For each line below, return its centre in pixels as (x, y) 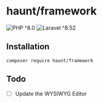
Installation (28, 47)
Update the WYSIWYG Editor (51, 93)
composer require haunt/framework (50, 61)
